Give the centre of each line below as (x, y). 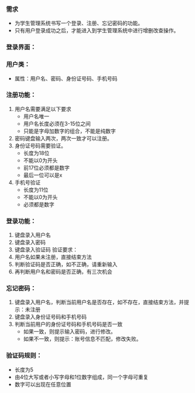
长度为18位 (36, 153)
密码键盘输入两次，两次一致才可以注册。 (63, 138)
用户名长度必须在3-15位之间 (57, 123)
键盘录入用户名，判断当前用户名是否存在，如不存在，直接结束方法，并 (99, 302)
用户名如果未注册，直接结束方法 (53, 257)
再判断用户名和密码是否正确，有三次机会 (63, 272)
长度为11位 (36, 190)
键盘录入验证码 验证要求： (46, 250)
